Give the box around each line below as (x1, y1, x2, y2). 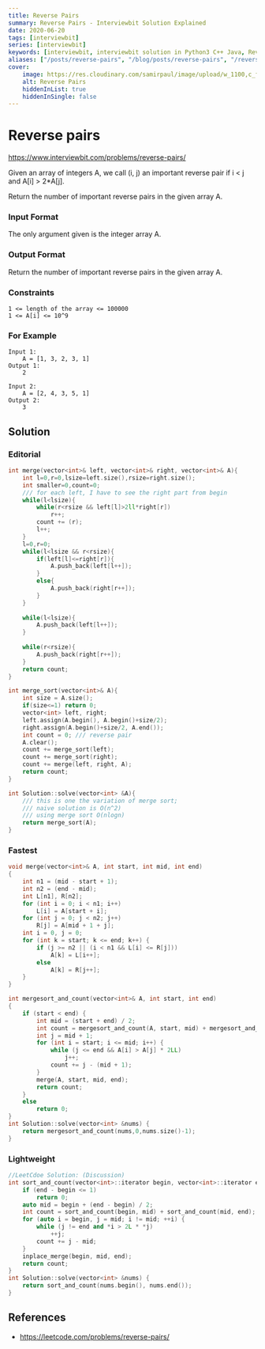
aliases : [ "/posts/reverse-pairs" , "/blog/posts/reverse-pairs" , (8, 56, 227, 64)
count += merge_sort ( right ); (22, 753, 118, 761)
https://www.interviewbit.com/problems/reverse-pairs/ (8, 153, 186, 162)
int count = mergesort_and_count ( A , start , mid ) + (36, 1024, 207, 1033)
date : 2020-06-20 (8, 26, 65, 34)
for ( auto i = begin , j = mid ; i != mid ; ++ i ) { (22, 1215, 185, 1223)
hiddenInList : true (22, 85, 87, 93)
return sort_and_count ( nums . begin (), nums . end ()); (22, 1282, 192, 1290)
